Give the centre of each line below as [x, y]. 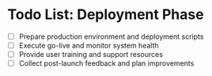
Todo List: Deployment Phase [106, 15]
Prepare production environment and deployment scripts [111, 36]
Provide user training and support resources [91, 55]
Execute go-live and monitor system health [89, 46]
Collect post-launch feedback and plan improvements [106, 63]
